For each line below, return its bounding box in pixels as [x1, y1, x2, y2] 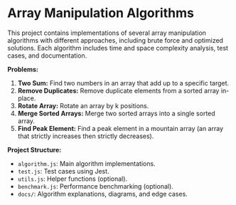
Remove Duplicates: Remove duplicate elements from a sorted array [17, 86, 220, 95]
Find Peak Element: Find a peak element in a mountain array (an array [17, 124, 224, 132]
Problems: [7, 65, 39, 73]
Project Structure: [7, 145, 62, 154]
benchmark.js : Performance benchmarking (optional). [17, 182, 174, 190]
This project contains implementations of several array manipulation [7, 28, 206, 37]
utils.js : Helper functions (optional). [17, 174, 128, 183]
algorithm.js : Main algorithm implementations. [17, 159, 156, 168]
